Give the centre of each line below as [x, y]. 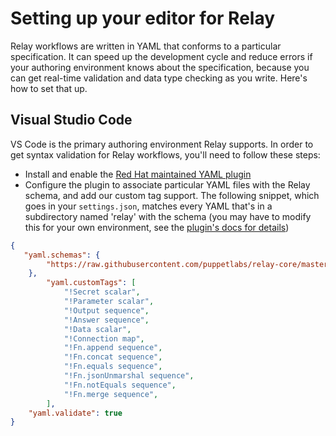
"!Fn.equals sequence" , [113, 367]
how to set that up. [49, 88]
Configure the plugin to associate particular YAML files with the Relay [167, 184]
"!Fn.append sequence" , [113, 348]
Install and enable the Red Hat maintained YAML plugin [138, 174]
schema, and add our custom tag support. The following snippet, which [172, 195]
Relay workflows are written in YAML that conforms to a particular [146, 46]
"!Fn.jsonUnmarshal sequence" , [129, 376]
